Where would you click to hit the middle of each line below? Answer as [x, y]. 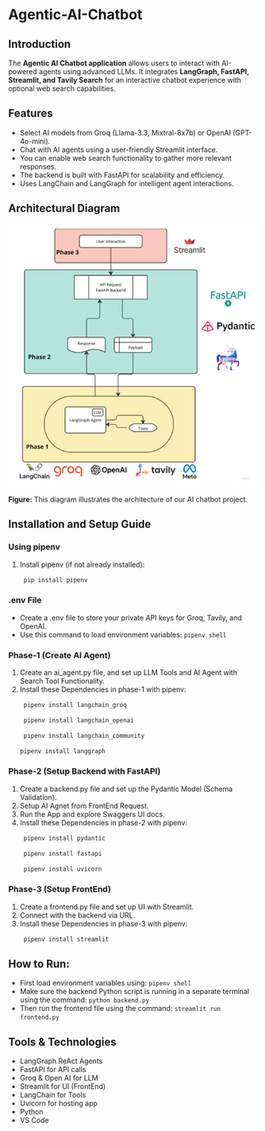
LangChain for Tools [53, 1095]
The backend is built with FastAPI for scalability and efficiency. [122, 175]
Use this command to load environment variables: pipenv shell [123, 634]
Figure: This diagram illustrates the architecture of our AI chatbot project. [128, 499]
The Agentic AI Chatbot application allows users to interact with [114, 63]
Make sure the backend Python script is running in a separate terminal [134, 992]
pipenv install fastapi [63, 853]
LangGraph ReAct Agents [61, 1061]
